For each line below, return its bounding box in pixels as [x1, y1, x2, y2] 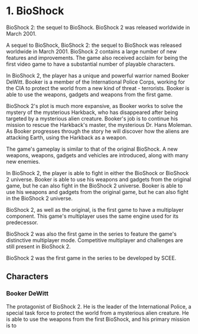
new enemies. [6, 158, 40, 165]
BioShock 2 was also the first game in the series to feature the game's [6, 230, 177, 237]
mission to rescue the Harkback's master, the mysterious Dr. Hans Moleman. [6, 121, 193, 128]
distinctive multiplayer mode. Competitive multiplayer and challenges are [6, 236, 183, 244]
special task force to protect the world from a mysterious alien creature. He [6, 309, 189, 316]
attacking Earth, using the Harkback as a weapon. [6, 133, 128, 141]
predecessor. [6, 218, 38, 226]
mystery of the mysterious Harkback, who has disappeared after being [6, 109, 178, 116]
